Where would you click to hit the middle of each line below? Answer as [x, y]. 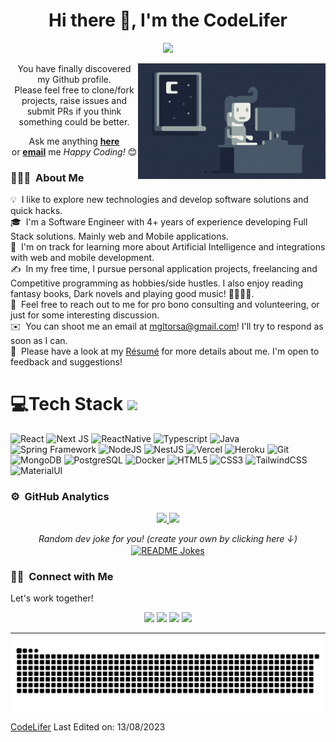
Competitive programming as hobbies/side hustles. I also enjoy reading [157, 283]
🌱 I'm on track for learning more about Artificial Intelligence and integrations [168, 247]
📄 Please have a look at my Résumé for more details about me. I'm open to [165, 351]
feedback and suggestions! [66, 362]
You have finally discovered [74, 68]
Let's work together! [52, 598]
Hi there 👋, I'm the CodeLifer [168, 20]
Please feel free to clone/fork [74, 90]
